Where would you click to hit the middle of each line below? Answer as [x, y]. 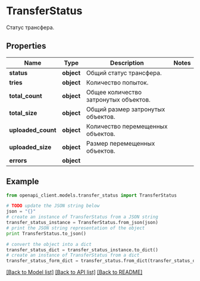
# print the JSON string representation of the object [76, 228]
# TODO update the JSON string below [53, 206]
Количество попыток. [117, 83]
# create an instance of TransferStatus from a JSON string [82, 217]
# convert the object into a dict [49, 244]
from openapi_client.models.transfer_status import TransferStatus [92, 195]
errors [18, 160]
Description [127, 62]
